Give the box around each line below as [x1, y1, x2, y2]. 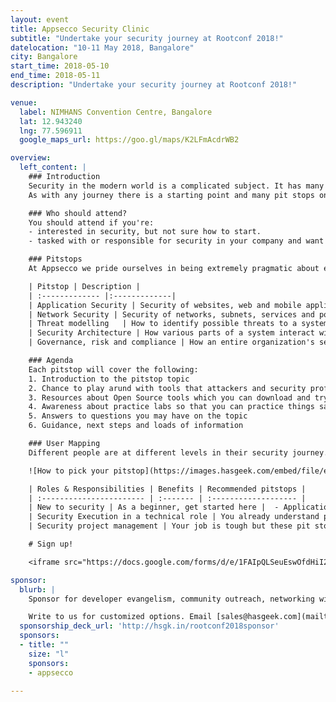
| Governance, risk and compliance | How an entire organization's [28, 337, 315, 348]
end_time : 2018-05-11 [10, 71, 101, 81]
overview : [10, 153, 52, 163]
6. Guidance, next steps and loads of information [28, 421, 244, 431]
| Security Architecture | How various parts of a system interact [28, 328, 315, 338]
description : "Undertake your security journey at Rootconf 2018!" [10, 80, 298, 90]
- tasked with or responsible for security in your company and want [28, 236, 325, 246]
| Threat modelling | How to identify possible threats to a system [28, 319, 329, 329]
